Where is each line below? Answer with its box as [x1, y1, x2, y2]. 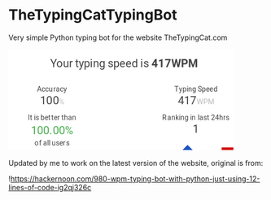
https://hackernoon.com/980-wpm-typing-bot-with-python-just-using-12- [11, 173, 260, 184]
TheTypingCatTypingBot [8, 6, 177, 24]
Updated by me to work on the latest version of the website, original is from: [8, 158, 264, 167]
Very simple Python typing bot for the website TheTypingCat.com [8, 33, 228, 42]
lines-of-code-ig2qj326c [8, 182, 92, 192]
